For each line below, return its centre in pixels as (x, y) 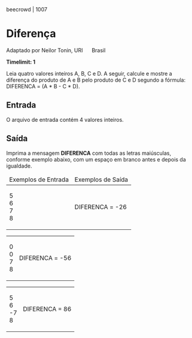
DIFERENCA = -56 (45, 258)
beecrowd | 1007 (27, 9)
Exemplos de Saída (101, 180)
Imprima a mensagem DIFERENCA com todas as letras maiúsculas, (89, 153)
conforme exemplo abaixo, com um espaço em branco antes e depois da (96, 159)
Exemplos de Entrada (39, 180)
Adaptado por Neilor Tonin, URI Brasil (56, 50)
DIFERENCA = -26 (101, 207)
